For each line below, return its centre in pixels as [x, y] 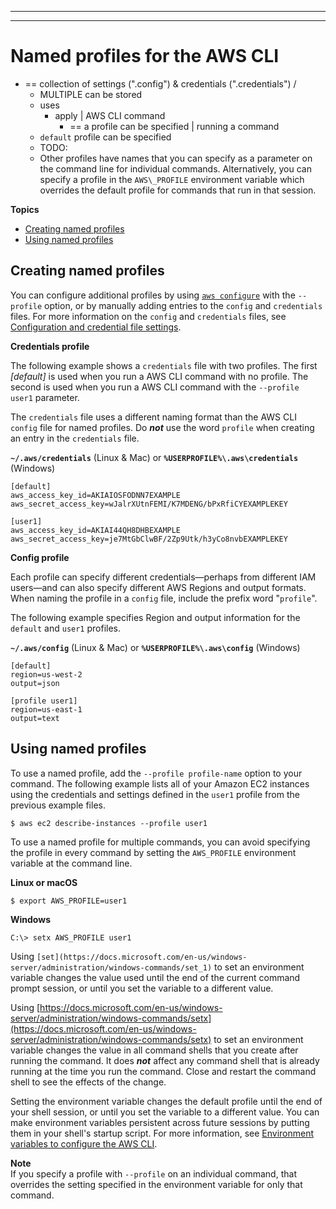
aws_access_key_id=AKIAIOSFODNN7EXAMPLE [96, 495]
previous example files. [58, 805]
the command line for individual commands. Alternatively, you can [175, 168]
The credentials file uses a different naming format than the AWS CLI [153, 417]
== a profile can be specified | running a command [174, 126]
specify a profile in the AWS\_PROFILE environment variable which [172, 179]
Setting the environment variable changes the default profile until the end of [166, 1101]
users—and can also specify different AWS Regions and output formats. [158, 587]
